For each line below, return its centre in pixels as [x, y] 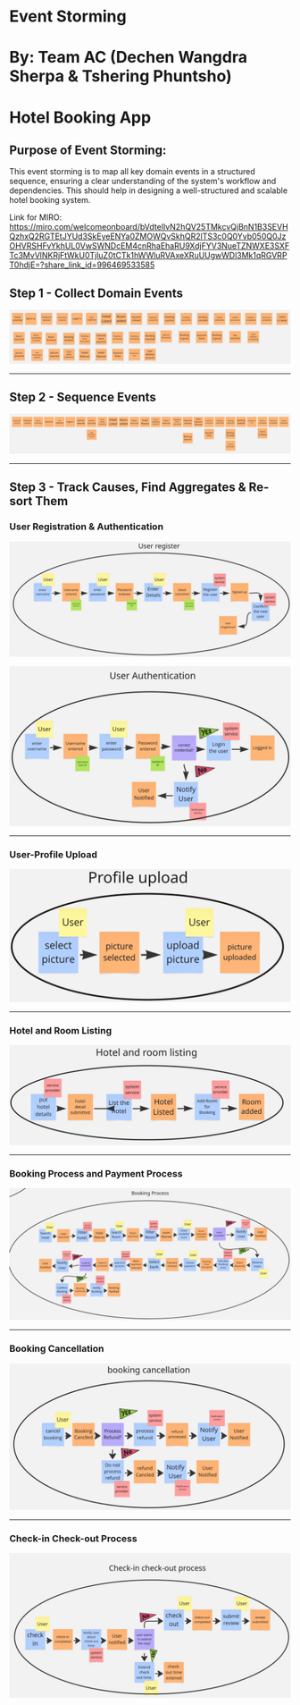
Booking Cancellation [57, 1349]
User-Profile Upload [54, 854]
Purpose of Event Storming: [88, 150]
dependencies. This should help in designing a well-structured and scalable [149, 190]
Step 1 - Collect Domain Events [96, 293]
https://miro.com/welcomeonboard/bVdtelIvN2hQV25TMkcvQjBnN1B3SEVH [149, 227]
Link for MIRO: [36, 217]
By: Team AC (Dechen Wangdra [129, 58]
